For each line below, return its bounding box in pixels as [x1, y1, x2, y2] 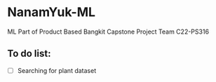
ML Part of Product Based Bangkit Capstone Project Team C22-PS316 [7, 27, 209, 36]
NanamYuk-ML [7, 4, 96, 20]
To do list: [7, 48, 51, 60]
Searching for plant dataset [17, 66, 97, 74]
